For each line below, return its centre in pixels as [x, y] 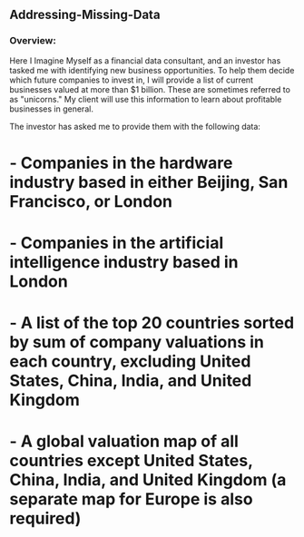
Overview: [33, 41]
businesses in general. [51, 109]
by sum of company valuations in [137, 342]
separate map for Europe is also [131, 499]
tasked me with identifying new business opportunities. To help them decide [152, 70]
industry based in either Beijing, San [149, 182]
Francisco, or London [91, 201]
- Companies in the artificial [117, 243]
